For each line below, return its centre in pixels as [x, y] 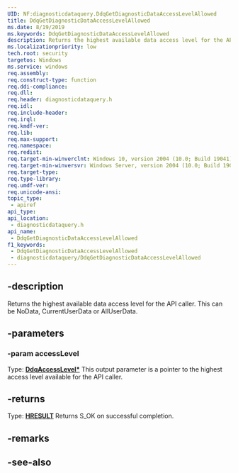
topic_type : [25, 199]
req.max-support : [33, 139]
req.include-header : [38, 113]
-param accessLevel [43, 354]
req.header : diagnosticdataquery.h [60, 100]
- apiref [23, 205]
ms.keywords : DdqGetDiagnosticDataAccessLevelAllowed [89, 34]
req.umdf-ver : [28, 185]
